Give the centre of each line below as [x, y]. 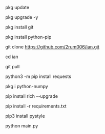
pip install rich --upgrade [31, 96]
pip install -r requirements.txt [36, 106]
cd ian [12, 57]
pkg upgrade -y [22, 17]
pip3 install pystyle [25, 116]
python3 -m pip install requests [38, 76]
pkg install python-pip [28, 37]
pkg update [17, 7]
